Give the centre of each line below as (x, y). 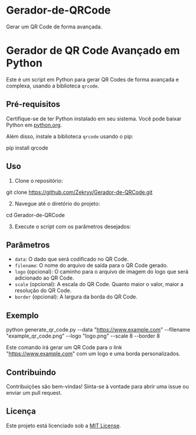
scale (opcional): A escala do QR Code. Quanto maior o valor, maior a (99, 284)
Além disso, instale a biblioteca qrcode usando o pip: (70, 136)
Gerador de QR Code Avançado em (93, 51)
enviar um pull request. (34, 392)
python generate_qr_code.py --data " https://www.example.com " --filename (98, 330)
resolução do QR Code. (43, 291)
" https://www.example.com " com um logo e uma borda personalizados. (93, 354)
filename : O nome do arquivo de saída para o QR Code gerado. (91, 265)
